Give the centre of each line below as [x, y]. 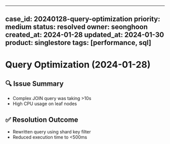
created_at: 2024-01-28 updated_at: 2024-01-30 [85, 35]
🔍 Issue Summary [35, 84]
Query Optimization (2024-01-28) [78, 64]
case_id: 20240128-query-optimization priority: [83, 19]
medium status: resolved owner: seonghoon [77, 27]
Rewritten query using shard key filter [52, 132]
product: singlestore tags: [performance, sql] [78, 43]
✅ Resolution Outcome [42, 119]
